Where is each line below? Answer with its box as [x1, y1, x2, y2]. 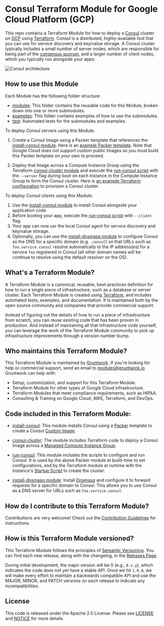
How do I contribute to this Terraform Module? [5, 502, 149, 510]
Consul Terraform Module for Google [5, 3, 158, 15]
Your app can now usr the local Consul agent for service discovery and [12, 223, 156, 229]
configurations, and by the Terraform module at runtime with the [12, 463, 142, 469]
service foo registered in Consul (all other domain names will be [12, 249, 141, 255]
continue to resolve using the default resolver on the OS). [12, 254, 128, 260]
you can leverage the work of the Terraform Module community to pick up [5, 327, 155, 333]
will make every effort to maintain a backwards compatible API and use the [5, 573, 156, 578]
